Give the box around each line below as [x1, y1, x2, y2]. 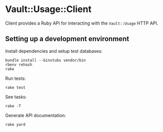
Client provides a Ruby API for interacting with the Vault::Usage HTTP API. [5, 20, 158, 26]
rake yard [5, 122, 26, 127]
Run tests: [5, 75, 26, 81]
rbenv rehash [5, 62, 32, 67]
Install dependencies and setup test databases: [5, 48, 102, 54]
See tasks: [5, 94, 27, 100]
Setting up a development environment [5, 35, 129, 43]
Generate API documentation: [5, 112, 66, 118]
